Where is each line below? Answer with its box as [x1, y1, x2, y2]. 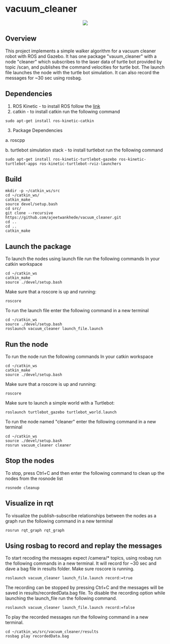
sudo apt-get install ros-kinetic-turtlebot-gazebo [5, 157, 117, 162]
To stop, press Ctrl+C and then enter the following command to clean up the [5, 470, 165, 476]
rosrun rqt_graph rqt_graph [5, 528, 65, 533]
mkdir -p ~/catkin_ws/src [5, 189, 60, 194]
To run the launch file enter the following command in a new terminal [5, 308, 149, 314]
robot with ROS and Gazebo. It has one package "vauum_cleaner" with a [5, 53, 157, 59]
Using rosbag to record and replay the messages [5, 542, 162, 550]
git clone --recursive [5, 210, 53, 216]
